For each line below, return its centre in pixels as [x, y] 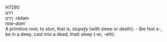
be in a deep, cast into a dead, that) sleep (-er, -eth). [60, 34]
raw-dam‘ [16, 23]
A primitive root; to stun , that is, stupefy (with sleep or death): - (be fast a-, [83, 29]
